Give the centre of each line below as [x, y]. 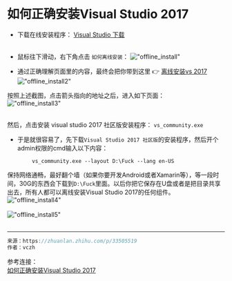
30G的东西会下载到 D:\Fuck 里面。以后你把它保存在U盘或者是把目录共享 [120, 183]
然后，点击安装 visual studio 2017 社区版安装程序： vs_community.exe [105, 124]
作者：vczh [21, 247]
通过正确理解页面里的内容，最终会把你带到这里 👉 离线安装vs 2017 [112, 71]
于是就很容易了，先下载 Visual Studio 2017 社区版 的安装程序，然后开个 [118, 139]
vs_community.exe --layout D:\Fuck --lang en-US [103, 161]
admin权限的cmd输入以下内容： [62, 148]
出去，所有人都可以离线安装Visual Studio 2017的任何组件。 [91, 192]
